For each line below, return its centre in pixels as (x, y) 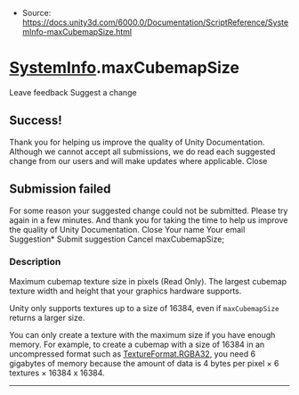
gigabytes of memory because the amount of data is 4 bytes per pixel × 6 (144, 363)
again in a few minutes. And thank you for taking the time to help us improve (149, 220)
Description (35, 262)
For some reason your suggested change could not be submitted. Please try (149, 210)
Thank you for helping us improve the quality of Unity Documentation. (137, 142)
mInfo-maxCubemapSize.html (77, 32)
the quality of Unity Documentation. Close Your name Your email (127, 229)
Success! (36, 121)
